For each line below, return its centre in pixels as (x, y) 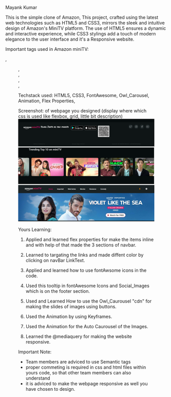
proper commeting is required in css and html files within (86, 367)
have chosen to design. (50, 389)
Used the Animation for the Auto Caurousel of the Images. (87, 327)
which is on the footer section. (58, 291)
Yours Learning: (35, 230)
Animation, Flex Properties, (47, 101)
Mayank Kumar (21, 7)
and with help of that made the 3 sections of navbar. (81, 245)
